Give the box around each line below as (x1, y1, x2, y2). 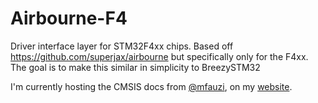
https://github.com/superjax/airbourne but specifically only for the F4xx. (10, 50, 309, 62)
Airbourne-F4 (10, 7, 128, 30)
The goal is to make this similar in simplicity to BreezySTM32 (10, 61, 261, 73)
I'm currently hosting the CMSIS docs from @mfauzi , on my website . (10, 80, 293, 92)
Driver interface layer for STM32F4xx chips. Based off (10, 40, 234, 52)
